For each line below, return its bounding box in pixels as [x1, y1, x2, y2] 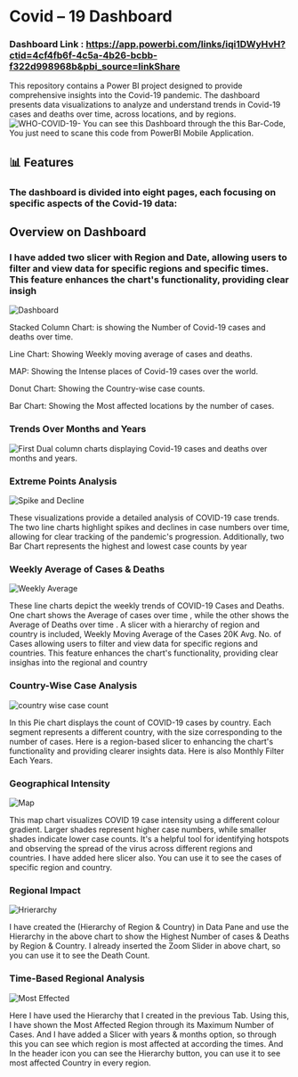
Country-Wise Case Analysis [9, 680, 138, 692]
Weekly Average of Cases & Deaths [9, 563, 165, 575]
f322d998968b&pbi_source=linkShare [9, 61, 181, 73]
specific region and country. [9, 861, 113, 872]
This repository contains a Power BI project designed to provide [9, 80, 243, 91]
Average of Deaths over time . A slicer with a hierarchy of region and [9, 619, 261, 630]
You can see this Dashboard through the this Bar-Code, [83, 118, 286, 129]
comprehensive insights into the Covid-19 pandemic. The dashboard [9, 90, 261, 101]
